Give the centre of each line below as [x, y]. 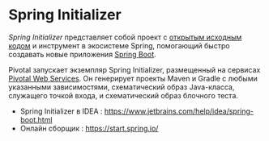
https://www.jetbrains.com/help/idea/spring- [179, 111]
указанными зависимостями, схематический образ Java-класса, [122, 87]
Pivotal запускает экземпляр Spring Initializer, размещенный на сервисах [134, 69]
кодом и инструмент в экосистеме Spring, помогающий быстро [119, 45]
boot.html [36, 119]
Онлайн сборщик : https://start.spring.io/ [89, 128]
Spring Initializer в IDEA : [61, 111]
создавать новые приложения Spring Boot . [82, 54]
